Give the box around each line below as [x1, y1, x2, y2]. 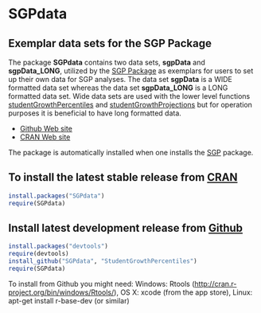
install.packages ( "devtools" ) [8, 242, 109, 251]
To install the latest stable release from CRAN [8, 170, 238, 184]
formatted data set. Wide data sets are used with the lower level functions [8, 92, 251, 100]
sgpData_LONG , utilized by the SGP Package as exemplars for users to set [8, 66, 254, 76]
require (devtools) [8, 250, 69, 258]
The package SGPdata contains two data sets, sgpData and [8, 57, 205, 67]
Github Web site [19, 124, 73, 133]
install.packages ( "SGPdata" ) [8, 192, 105, 200]
